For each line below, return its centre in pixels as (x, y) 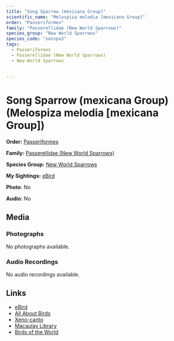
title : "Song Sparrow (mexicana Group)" (56, 11)
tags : (13, 45)
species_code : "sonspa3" (36, 39)
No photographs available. (38, 247)
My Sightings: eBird (30, 176)
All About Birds (33, 313)
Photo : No (18, 187)
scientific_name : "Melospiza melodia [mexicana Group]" (76, 17)
